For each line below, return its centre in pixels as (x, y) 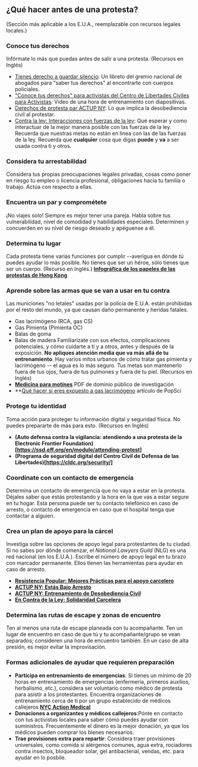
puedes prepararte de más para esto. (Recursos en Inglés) (78, 425)
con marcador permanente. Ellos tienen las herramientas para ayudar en (95, 563)
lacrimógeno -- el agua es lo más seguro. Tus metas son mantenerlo (98, 365)
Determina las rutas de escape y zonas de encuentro (84, 616)
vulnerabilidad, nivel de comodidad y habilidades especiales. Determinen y (98, 222)
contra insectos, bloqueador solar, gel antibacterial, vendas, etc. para (99, 751)
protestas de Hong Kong (37, 275)
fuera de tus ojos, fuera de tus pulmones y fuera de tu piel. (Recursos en (103, 372)
